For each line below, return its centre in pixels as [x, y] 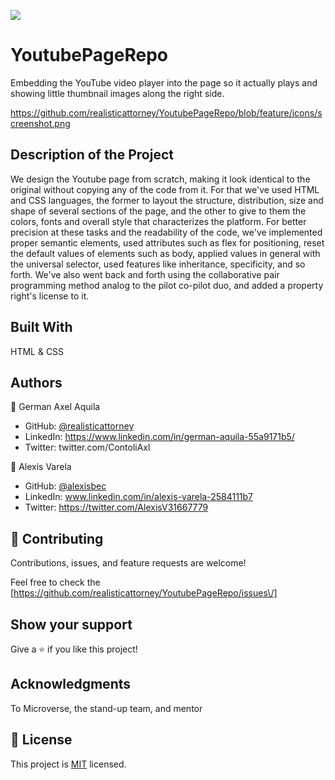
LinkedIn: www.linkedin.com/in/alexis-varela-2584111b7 [139, 497]
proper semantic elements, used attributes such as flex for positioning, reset [167, 242]
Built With [41, 327]
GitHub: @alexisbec [65, 486]
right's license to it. [50, 296]
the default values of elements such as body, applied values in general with [165, 253]
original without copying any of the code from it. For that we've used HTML [165, 189]
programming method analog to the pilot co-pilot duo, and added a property [167, 285]
